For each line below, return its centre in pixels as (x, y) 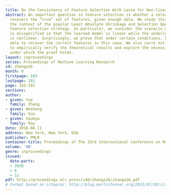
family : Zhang (25, 105)
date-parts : (23, 161)
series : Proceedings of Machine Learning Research (60, 62)
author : (13, 95)
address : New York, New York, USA (42, 133)
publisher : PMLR (22, 138)
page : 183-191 (20, 85)
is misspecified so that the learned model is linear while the (79, 34)
